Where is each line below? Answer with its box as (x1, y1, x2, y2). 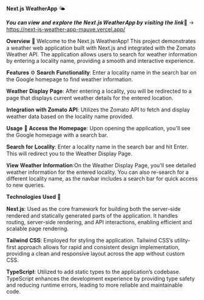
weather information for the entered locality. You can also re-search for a (6, 168, 189, 176)
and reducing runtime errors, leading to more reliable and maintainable (6, 281, 183, 288)
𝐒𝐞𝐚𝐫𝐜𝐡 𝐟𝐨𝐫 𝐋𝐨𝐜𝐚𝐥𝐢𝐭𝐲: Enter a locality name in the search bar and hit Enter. (6, 143, 188, 150)
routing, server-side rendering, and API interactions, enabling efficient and (6, 219, 192, 225)
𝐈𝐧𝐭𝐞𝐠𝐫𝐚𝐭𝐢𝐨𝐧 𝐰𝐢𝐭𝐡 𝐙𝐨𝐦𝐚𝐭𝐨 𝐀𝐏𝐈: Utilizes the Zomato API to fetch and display (6, 106, 190, 113)
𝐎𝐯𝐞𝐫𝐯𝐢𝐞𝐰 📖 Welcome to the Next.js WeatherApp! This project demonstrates (6, 38, 196, 44)
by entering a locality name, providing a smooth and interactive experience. (6, 57, 195, 64)
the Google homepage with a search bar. (6, 132, 108, 138)
